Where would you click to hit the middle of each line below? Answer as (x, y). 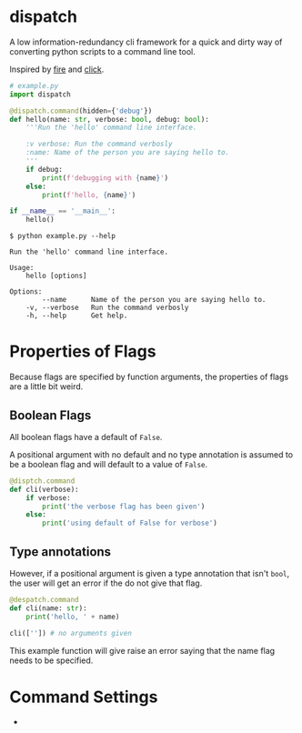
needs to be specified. (51, 660)
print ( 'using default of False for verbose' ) (130, 523)
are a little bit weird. (46, 387)
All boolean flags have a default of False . (86, 437)
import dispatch (40, 94)
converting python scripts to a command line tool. (102, 51)
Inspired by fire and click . (57, 69)
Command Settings (84, 697)
